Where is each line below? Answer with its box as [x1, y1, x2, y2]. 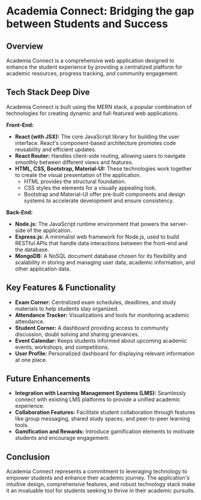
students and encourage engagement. [14, 434, 110, 442]
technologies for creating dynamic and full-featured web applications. [6, 110, 179, 117]
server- [170, 220, 188, 227]
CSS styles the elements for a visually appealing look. [23, 184, 157, 191]
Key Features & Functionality [6, 283, 116, 293]
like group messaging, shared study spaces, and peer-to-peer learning [14, 415, 190, 422]
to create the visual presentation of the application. [14, 171, 141, 178]
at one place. [14, 356, 47, 363]
